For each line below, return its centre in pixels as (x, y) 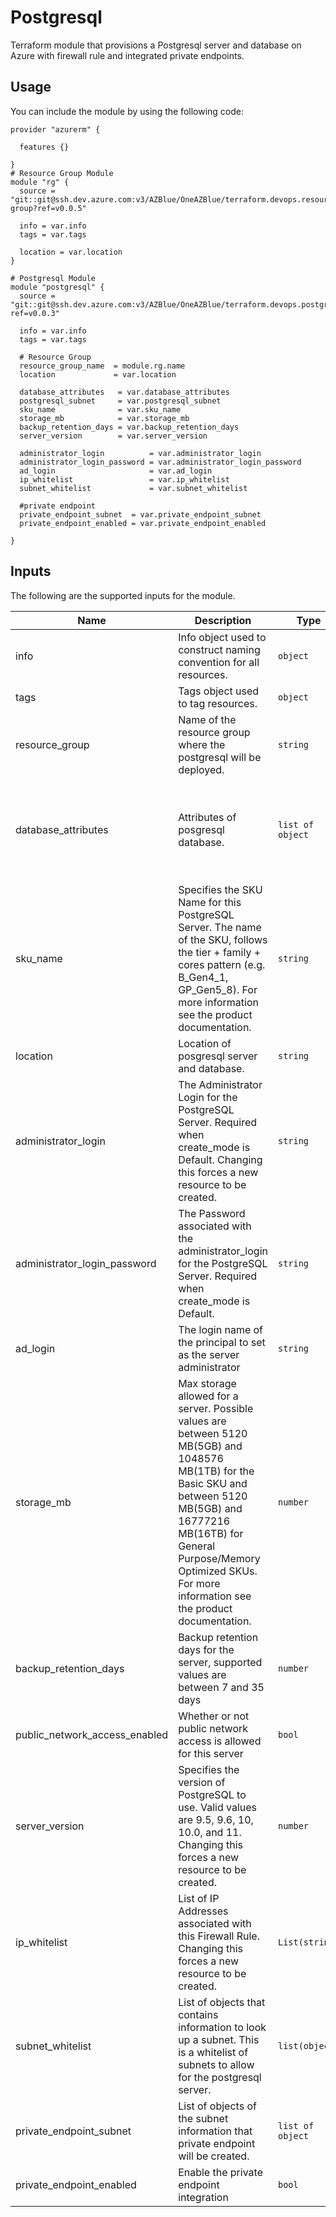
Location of (205, 1043)
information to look (222, 2027)
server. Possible (216, 1408)
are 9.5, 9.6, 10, (216, 1819)
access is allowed (220, 1741)
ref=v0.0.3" (35, 313)
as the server (209, 1354)
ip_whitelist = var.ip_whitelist (124, 479)
